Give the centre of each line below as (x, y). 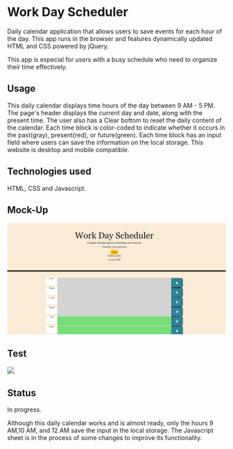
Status (22, 393)
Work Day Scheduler (68, 12)
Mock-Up (28, 210)
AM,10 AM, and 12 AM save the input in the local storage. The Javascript (110, 430)
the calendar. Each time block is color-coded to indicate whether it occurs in (116, 127)
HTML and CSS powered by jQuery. (58, 46)
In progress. (24, 409)
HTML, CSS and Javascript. (47, 188)
